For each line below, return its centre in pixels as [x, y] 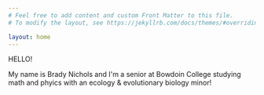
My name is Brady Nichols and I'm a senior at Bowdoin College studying [125, 75]
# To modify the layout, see [56, 23]
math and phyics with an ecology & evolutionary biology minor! [110, 82]
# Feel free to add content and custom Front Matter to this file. [121, 15]
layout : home [29, 37]
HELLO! [20, 59]
